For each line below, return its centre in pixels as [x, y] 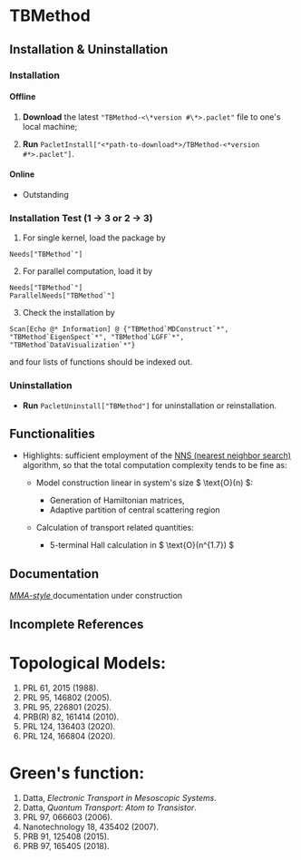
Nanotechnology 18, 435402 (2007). [91, 827]
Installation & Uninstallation [89, 49]
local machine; [50, 126]
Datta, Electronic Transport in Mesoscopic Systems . [120, 798]
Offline [23, 97]
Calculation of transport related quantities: [115, 528]
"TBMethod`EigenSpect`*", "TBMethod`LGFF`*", [97, 337]
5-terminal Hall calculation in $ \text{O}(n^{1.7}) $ [141, 545]
